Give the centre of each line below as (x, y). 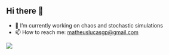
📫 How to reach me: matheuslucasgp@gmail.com (77, 32)
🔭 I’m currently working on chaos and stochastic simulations (89, 25)
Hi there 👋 (25, 11)
